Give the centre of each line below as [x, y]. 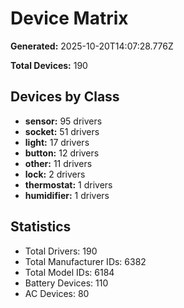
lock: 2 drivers [55, 174]
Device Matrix [69, 18]
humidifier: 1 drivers [67, 195]
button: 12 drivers [62, 153]
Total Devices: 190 [49, 65]
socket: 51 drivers [62, 131]
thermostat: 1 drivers [68, 184]
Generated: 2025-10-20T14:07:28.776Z [92, 46]
